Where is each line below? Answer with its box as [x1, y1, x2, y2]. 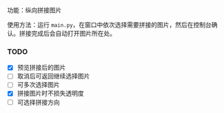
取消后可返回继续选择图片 [17, 72, 90, 81]
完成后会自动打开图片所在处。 [30, 30, 116, 37]
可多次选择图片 [17, 81, 60, 89]
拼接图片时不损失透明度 [17, 89, 84, 98]
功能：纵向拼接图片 [7, 6, 62, 14]
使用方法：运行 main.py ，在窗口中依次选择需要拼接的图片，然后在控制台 [7, 21, 212, 29]
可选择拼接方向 [17, 98, 60, 106]
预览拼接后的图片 [17, 63, 66, 72]
